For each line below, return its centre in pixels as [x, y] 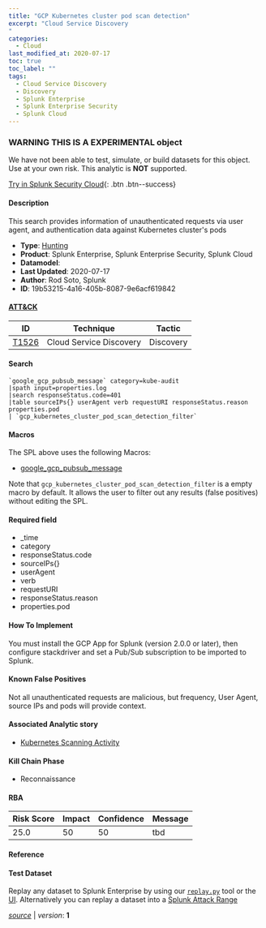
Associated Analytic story [54, 724]
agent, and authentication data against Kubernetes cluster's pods [118, 230]
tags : [17, 76]
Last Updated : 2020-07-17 [65, 271]
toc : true [25, 62]
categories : [28, 39]
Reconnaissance [48, 779]
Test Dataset [30, 873]
